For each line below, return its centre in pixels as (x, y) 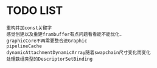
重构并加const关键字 (29, 28)
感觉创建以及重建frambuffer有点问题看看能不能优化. (65, 34)
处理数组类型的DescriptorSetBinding (50, 59)
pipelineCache (24, 46)
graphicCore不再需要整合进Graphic (47, 41)
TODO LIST (35, 11)
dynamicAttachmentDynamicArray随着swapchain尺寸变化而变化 (78, 52)
